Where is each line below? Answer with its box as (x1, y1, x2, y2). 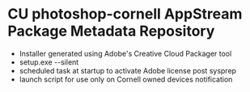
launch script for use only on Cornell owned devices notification (19, 74, 233, 84)
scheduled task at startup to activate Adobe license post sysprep (19, 65, 236, 75)
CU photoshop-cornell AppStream (7, 5, 243, 23)
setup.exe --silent (19, 57, 79, 67)
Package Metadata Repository (7, 22, 215, 40)
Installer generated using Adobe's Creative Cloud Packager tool (19, 48, 232, 58)
